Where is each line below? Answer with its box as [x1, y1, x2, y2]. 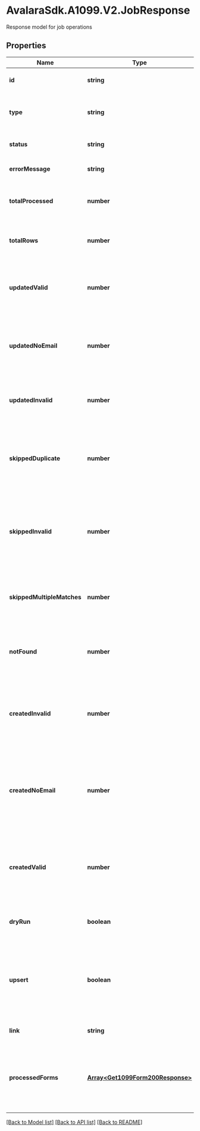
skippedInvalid [9, 527, 52, 535]
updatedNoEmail [9, 341, 58, 350]
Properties [6, 41, 46, 51]
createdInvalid [9, 709, 51, 717]
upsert [9, 975, 29, 984]
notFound [9, 647, 37, 655]
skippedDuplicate [9, 454, 61, 463]
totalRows [9, 236, 39, 245]
